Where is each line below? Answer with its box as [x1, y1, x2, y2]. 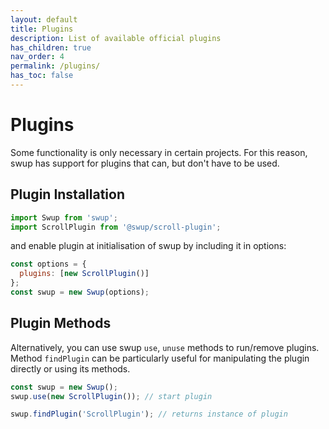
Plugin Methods [10, 315, 112, 332]
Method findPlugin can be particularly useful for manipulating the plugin [10, 352, 310, 364]
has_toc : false [10, 71, 74, 81]
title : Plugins [10, 24, 74, 34]
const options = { [10, 259, 87, 270]
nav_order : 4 [10, 52, 65, 62]
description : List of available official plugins [10, 33, 222, 43]
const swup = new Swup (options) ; [10, 287, 150, 297]
